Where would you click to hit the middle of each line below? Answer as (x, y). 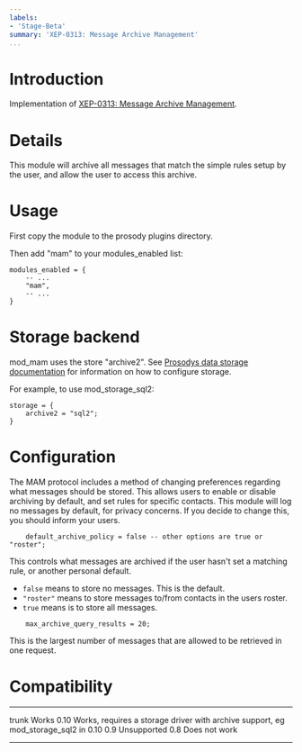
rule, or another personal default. (71, 571)
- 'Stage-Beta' (38, 26)
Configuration (63, 457)
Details (36, 140)
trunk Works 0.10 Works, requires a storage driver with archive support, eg (147, 720)
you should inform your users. (65, 521)
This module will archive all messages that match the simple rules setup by (148, 165)
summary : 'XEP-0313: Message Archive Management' (104, 34)
